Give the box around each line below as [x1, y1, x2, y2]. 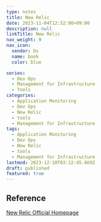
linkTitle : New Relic [6, 31, 61, 37]
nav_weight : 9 [6, 37, 42, 43]
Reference [6, 193, 46, 203]
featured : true [6, 171, 44, 177]
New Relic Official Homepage [6, 209, 79, 216]
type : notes [6, 8, 36, 15]
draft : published [6, 165, 50, 171]
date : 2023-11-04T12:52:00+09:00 [6, 20, 90, 26]
